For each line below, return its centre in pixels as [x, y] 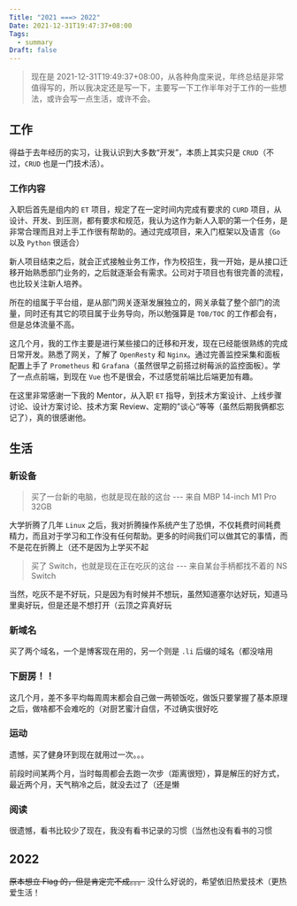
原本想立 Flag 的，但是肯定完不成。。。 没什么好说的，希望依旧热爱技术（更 [144, 881]
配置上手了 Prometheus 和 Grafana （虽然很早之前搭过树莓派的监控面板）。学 [145, 366]
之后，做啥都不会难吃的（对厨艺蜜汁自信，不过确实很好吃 [114, 709]
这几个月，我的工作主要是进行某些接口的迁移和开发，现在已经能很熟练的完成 [148, 344]
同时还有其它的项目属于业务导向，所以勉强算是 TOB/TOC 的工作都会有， [152, 314]
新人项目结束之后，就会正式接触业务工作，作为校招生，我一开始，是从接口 [145, 261]
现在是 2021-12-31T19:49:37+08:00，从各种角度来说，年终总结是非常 [157, 77]
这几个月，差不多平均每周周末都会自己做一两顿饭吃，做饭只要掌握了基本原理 [148, 697]
